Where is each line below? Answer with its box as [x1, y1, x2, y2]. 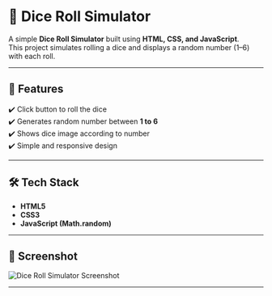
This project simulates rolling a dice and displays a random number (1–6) [8, 42, 250, 52]
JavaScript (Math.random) [19, 218, 112, 228]
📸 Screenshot [8, 249, 79, 263]
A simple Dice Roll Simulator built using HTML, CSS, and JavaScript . [8, 34, 240, 44]
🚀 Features [8, 82, 64, 96]
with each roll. [8, 51, 56, 61]
